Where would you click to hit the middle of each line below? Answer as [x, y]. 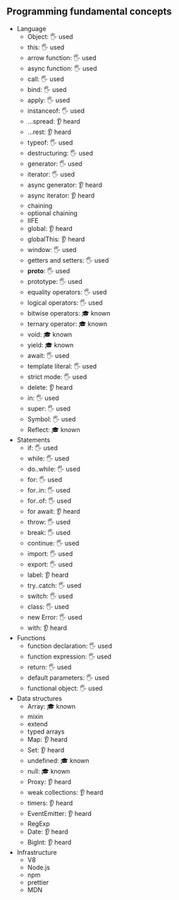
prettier [38, 882]
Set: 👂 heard [46, 750]
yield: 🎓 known [50, 344]
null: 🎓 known [49, 771]
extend [37, 724]
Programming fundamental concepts [89, 12]
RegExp [38, 823]
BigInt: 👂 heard [49, 842]
